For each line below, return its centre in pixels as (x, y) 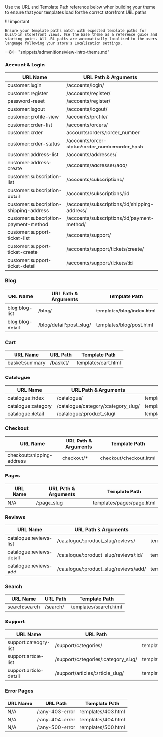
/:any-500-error (56, 727)
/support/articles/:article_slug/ (90, 673)
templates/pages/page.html (124, 503)
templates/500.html (102, 727)
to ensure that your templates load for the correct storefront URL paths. (76, 12)
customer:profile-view (33, 117)
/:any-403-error (56, 711)
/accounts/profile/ (87, 117)
